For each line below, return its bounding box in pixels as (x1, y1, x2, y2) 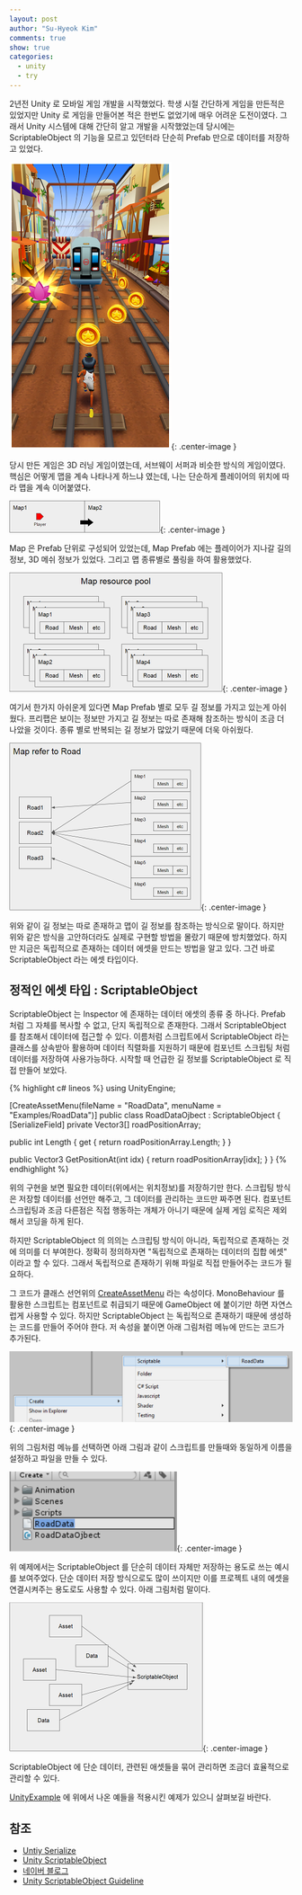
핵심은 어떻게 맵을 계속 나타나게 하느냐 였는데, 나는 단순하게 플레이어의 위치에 (9, 470, 280, 481)
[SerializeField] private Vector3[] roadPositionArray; (9, 1119, 201, 1130)
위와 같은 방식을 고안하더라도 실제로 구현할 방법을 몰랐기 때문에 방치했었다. (9, 931, 271, 942)
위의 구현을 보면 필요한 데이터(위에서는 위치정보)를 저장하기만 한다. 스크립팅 (9, 1182, 274, 1193)
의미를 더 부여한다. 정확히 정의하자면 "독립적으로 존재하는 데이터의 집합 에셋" (18, 1246, 288, 1257)
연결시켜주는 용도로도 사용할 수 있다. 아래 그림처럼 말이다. (9, 1584, 211, 1595)
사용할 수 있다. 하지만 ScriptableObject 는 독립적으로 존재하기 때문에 (25, 1310, 268, 1321)
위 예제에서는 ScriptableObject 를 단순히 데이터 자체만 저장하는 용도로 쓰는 (9, 1561, 272, 1572)
